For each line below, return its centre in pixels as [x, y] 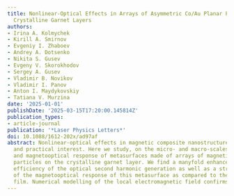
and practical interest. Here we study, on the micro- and [101, 149]
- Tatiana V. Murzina [39, 98]
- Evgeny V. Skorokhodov [43, 65]
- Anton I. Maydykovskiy [43, 91]
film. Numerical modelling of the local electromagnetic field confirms [121, 181]
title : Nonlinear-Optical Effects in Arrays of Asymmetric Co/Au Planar [115, 14]
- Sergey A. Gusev [34, 72]
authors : [20, 26]
